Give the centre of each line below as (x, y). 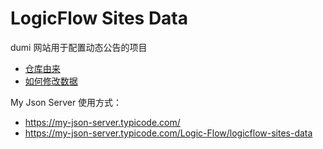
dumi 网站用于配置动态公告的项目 (79, 47)
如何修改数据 (51, 81)
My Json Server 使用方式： (66, 102)
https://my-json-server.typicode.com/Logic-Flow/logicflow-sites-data (168, 133)
